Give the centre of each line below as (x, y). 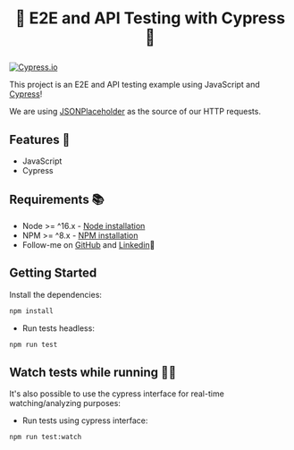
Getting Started (53, 273)
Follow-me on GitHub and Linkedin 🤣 (88, 244)
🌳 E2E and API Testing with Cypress (150, 18)
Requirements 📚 (57, 200)
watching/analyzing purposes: (65, 403)
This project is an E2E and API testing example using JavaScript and (135, 85)
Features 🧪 (40, 139)
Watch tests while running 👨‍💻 (93, 372)
